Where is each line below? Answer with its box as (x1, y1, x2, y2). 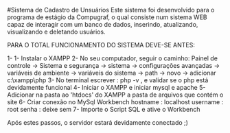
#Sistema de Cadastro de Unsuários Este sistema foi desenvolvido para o (7, 6, 215, 14)
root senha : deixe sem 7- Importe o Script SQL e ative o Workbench (7, 106, 200, 113)
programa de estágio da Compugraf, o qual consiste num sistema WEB (7, 13, 207, 21)
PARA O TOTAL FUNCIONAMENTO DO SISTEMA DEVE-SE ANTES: (7, 41, 196, 49)
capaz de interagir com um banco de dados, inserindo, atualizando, (7, 21, 198, 28)
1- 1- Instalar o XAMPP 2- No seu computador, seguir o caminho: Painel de (7, 54, 218, 62)
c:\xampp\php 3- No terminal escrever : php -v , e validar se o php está (7, 76, 209, 84)
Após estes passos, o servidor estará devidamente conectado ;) (7, 119, 189, 126)
